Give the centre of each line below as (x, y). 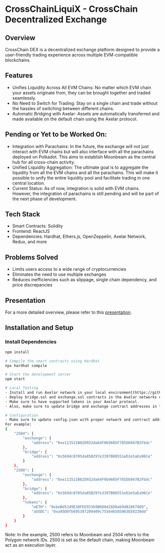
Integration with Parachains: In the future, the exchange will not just (80, 146)
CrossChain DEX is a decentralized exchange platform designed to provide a (82, 50)
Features (19, 76)
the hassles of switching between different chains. (63, 108)
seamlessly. (24, 98)
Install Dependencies (31, 342)
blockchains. (18, 60)
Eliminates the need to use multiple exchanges (59, 274)
